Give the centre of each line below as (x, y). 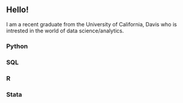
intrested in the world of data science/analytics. (65, 31)
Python (17, 46)
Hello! (17, 10)
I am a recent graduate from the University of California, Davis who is (91, 24)
